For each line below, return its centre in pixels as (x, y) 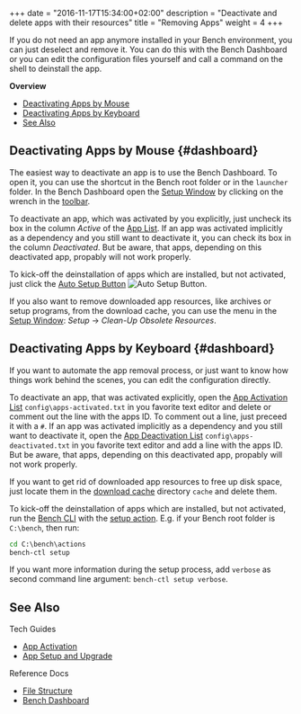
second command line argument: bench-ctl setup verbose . (119, 579)
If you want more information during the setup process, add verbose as (140, 569)
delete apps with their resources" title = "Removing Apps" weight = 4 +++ (146, 22)
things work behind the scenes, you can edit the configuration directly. (140, 379)
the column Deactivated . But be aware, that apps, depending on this (136, 247)
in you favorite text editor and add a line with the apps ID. (177, 445)
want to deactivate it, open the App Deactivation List (106, 435)
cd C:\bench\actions (48, 544)
